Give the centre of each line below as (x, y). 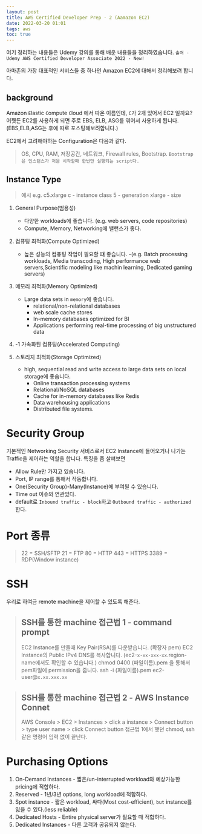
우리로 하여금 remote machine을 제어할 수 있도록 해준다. (73, 601)
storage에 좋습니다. (47, 376)
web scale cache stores (63, 312)
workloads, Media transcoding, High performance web (92, 260)
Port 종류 (28, 536)
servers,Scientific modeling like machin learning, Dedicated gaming (108, 267)
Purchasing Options (57, 762)
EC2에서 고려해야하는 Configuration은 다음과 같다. (67, 141)
